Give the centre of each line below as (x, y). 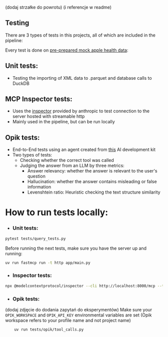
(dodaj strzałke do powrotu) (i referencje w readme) (58, 7)
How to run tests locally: (57, 212)
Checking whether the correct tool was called (67, 160)
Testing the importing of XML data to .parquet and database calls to (82, 78)
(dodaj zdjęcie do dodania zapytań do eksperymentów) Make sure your (79, 309)
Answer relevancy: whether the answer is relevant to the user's (92, 171)
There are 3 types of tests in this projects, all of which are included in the (80, 35)
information (39, 187)
